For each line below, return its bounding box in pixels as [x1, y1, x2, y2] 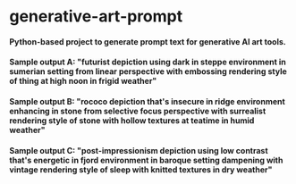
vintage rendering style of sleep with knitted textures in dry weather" [9, 163, 273, 175]
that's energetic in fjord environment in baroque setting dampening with [9, 155, 283, 165]
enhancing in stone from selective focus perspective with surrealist [9, 105, 266, 116]
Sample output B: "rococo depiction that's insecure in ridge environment [9, 96, 286, 106]
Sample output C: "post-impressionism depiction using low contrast [9, 145, 268, 155]
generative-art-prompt [9, 6, 183, 27]
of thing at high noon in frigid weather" [9, 76, 157, 87]
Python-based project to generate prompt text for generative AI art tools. [9, 36, 286, 46]
